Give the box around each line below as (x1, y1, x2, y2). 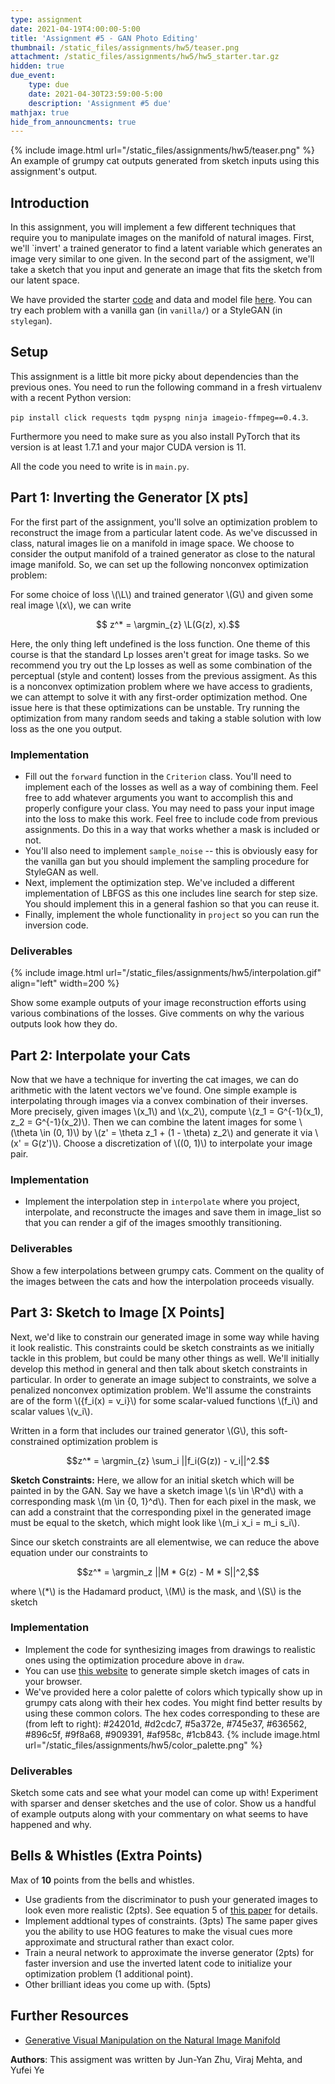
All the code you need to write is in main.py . (10, 460, 190, 472)
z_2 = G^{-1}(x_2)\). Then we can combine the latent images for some (10, 1116, 297, 1128)
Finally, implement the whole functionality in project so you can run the (24, 908, 320, 920)
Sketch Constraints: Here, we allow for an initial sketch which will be (10, 1474, 295, 1486)
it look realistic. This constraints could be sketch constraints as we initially (10, 1341, 315, 1353)
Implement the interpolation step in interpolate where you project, (24, 1196, 300, 1208)
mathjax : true (10, 107, 70, 118)
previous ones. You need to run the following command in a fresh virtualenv (10, 381, 323, 393)
